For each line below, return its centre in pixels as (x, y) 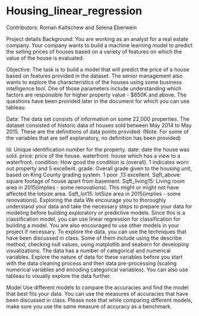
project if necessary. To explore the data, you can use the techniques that (96, 231)
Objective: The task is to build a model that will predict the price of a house (98, 69)
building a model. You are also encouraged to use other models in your (93, 225)
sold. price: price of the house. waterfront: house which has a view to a (93, 155)
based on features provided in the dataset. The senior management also (94, 76)
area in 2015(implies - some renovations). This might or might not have (93, 187)
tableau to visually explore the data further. (59, 276)
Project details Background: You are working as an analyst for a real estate (97, 39)
